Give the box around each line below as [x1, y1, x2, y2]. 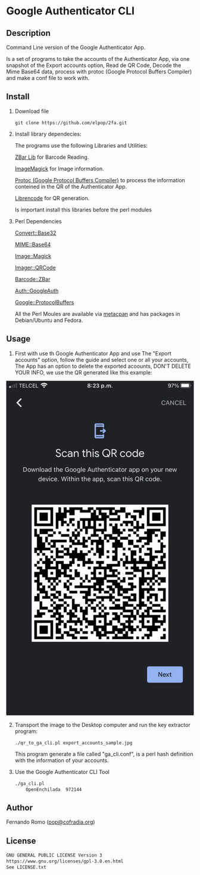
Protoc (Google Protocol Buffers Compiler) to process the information [14, 176, 186, 183]
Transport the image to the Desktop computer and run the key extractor [14, 721, 190, 728]
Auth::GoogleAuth [14, 287, 59, 294]
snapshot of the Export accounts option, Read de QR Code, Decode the [6, 62, 182, 69]
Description [6, 28, 51, 38]
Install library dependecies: [14, 130, 82, 137]
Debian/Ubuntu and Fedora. [14, 317, 83, 324]
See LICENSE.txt [6, 864, 46, 870]
